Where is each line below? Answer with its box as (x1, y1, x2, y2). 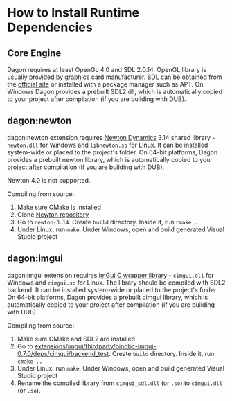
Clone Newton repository (17, 210, 89, 219)
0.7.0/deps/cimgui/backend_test (17, 349, 109, 357)
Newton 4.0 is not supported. (7, 176, 91, 184)
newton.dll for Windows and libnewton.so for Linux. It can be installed (7, 141, 208, 149)
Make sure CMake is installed (17, 203, 102, 211)
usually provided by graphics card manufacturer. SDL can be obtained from (7, 73, 223, 81)
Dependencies (7, 19, 93, 35)
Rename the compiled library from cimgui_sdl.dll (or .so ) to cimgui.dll (17, 379, 223, 387)
